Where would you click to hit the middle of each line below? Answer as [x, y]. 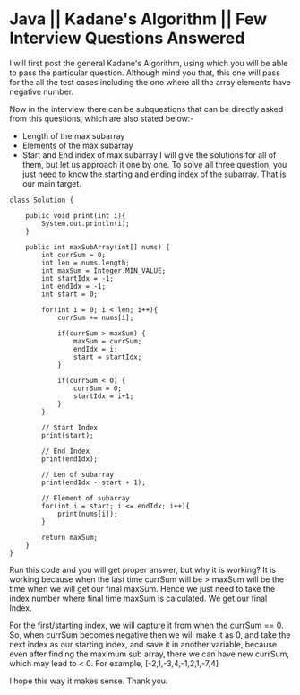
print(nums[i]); [87, 514]
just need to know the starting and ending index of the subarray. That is [154, 174]
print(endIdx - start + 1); [94, 482]
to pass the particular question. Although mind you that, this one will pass [145, 73]
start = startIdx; [107, 357]
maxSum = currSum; [107, 341]
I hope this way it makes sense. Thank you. [89, 681]
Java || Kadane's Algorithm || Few [138, 19]
